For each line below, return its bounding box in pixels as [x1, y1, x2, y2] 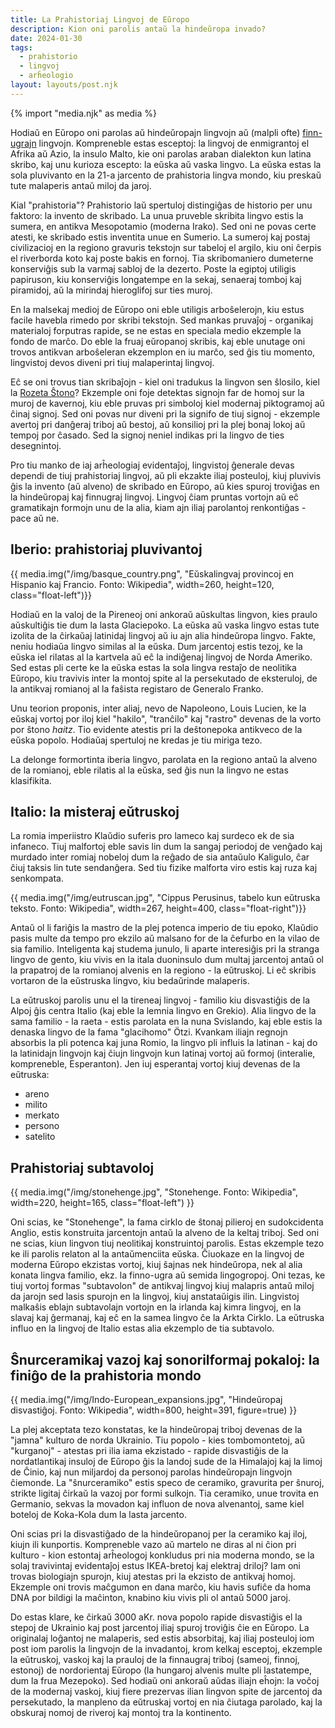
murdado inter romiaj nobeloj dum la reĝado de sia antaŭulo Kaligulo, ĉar [10, 851, 310, 863]
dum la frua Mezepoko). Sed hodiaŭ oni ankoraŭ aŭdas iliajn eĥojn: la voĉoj [10, 1675, 320, 1686]
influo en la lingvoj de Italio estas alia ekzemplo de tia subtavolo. [10, 1322, 275, 1335]
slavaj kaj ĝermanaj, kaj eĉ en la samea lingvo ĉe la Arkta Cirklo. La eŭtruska [10, 1312, 325, 1324]
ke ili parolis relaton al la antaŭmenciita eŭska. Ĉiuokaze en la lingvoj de [10, 1248, 305, 1260]
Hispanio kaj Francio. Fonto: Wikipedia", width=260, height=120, [10, 578, 275, 590]
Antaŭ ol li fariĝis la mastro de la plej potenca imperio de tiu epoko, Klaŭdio [10, 922, 319, 934]
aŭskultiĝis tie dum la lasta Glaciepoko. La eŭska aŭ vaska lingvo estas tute [10, 619, 320, 631]
